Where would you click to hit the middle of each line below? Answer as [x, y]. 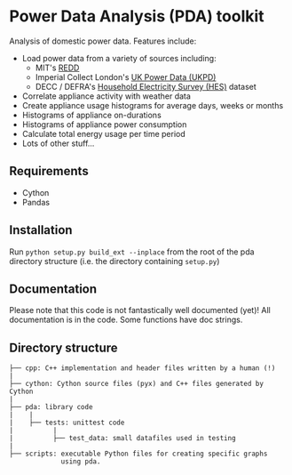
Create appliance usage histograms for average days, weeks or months [153, 105]
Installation [41, 230]
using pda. [81, 462]
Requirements [49, 171]
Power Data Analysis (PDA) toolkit [137, 16]
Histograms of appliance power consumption [104, 124]
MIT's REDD [57, 68]
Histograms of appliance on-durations [91, 115]
